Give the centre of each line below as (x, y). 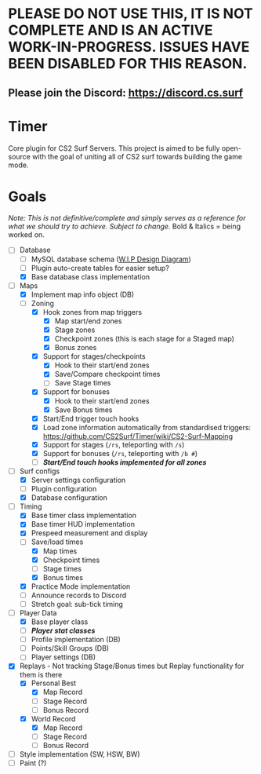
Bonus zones (76, 348)
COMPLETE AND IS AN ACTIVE (111, 30)
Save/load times (57, 542)
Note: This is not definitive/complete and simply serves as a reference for (127, 218)
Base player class (60, 622)
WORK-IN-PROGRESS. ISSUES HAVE (129, 47)
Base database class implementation (91, 276)
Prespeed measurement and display (89, 533)
